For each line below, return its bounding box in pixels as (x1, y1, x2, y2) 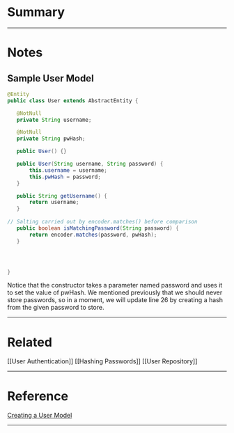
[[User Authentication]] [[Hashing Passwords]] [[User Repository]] (7, 357, 198, 365)
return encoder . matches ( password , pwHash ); (29, 231, 157, 238)
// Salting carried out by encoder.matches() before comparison (7, 219, 198, 226)
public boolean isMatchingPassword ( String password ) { (16, 224, 179, 232)
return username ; (29, 199, 79, 206)
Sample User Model (7, 72, 94, 84)
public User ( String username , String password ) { (16, 161, 164, 168)
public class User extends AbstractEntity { (7, 97, 139, 104)
